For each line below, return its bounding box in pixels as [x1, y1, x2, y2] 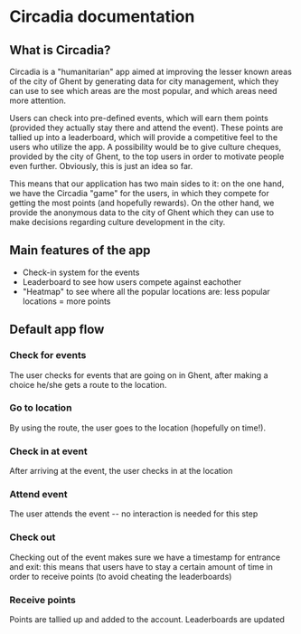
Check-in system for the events [22, 267, 140, 278]
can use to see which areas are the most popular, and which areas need [9, 86, 277, 96]
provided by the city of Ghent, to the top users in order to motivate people [9, 151, 285, 162]
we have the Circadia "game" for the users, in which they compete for [9, 188, 269, 198]
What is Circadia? [9, 43, 111, 58]
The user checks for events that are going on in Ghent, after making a [9, 369, 268, 381]
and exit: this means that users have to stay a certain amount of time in [9, 561, 273, 572]
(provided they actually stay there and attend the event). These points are [9, 122, 284, 133]
